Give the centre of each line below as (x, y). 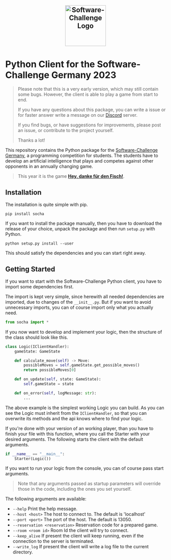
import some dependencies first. (39, 286)
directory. (23, 552)
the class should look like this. (37, 337)
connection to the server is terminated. (53, 541)
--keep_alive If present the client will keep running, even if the (78, 536)
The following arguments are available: (46, 499)
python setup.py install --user (39, 244)
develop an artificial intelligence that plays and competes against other (79, 161)
